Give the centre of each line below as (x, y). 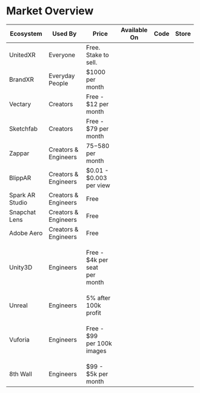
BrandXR (21, 79)
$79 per (97, 128)
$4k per (97, 259)
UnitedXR (22, 55)
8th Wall (21, 374)
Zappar (19, 153)
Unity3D (21, 267)
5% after (98, 298)
